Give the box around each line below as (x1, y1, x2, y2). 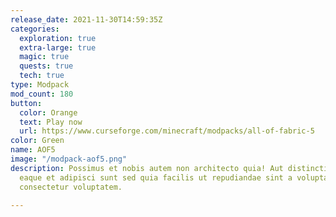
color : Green (10, 136, 65, 146)
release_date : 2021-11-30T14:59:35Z (10, 14, 163, 25)
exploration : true (19, 33, 97, 43)
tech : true (19, 71, 65, 81)
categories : (10, 24, 60, 34)
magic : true (19, 52, 70, 62)
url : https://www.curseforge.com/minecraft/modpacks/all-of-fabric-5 (19, 126, 315, 136)
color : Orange (19, 107, 78, 118)
